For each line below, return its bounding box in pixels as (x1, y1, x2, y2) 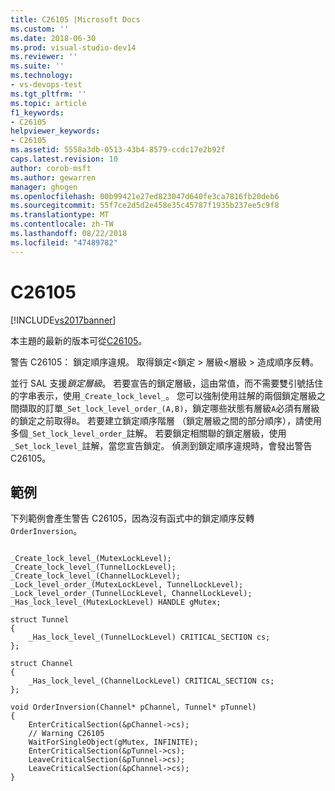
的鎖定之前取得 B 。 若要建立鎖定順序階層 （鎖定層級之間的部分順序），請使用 (10, 414, 323, 426)
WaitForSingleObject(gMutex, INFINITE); (28, 737, 199, 748)
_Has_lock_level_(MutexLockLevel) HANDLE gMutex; (10, 597, 222, 608)
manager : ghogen (10, 182, 78, 192)
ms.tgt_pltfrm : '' (10, 89, 87, 99)
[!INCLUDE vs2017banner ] (10, 314, 117, 326)
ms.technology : (10, 71, 74, 81)
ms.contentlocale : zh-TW (10, 219, 114, 230)
